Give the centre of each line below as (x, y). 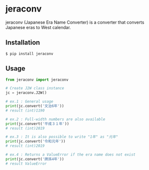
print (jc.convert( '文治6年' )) (35, 106)
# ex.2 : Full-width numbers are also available (55, 119)
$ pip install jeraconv (30, 54)
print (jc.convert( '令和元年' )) (36, 142)
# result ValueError (26, 163)
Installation (23, 43)
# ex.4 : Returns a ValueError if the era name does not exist (71, 155)
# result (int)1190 (25, 110)
